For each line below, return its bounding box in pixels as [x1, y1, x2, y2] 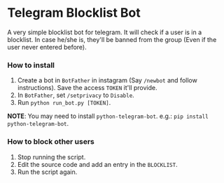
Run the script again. [17, 168, 78, 176]
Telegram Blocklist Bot [7, 5, 141, 21]
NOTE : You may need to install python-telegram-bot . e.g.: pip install [7, 112, 209, 120]
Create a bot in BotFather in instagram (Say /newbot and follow [17, 76, 197, 85]
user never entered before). [7, 43, 87, 51]
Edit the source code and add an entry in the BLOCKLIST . [17, 160, 178, 168]
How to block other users [7, 137, 94, 147]
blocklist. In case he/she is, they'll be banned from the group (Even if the [7, 35, 217, 43]
